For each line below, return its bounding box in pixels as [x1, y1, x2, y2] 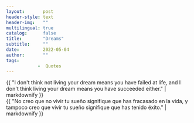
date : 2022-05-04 [6, 47, 69, 53]
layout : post [6, 8, 54, 15]
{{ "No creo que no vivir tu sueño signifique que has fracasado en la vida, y [6, 98, 188, 105]
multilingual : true [6, 25, 54, 31]
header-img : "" [6, 19, 49, 25]
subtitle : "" [6, 42, 49, 47]
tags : [6, 57, 19, 63]
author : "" [6, 52, 49, 58]
